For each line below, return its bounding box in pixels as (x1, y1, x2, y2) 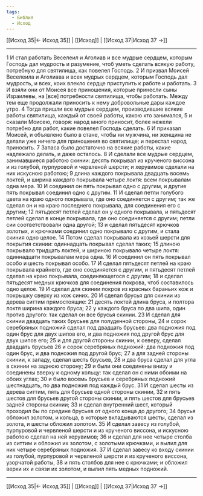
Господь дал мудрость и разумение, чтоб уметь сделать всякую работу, (6, 60, 195, 68)
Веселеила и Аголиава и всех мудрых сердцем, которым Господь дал (6, 73, 188, 80)
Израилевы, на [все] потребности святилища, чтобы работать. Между (6, 93, 188, 100)
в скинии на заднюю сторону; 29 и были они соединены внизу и (6, 362, 173, 370)
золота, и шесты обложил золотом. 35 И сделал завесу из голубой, (6, 420, 181, 428)
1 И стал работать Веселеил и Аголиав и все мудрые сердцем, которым (6, 54, 193, 61)
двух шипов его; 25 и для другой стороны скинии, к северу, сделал (6, 337, 181, 344)
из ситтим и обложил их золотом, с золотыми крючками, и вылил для (6, 440, 187, 447)
